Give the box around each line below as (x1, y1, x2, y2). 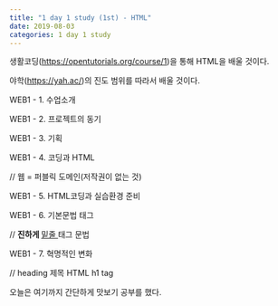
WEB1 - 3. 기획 (9, 133, 63, 144)
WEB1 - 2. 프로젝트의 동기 (9, 114, 101, 125)
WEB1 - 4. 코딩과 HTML (9, 152, 95, 163)
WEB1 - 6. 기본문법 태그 (9, 210, 94, 221)
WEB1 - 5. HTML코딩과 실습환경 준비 (9, 191, 141, 202)
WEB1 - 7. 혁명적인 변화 (9, 248, 93, 259)
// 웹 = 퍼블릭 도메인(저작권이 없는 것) (9, 171, 142, 182)
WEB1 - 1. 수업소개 (9, 94, 76, 105)
